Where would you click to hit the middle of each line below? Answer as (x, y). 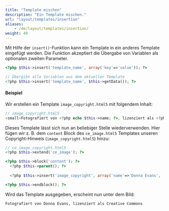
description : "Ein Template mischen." (46, 15)
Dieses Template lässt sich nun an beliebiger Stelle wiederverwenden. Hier (82, 128)
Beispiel (14, 93)
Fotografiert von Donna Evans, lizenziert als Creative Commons (74, 203)
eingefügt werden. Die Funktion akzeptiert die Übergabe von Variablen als (82, 53)
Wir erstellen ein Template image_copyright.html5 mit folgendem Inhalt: (79, 104)
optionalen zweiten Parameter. (37, 58)
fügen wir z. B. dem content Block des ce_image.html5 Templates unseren (81, 133)
